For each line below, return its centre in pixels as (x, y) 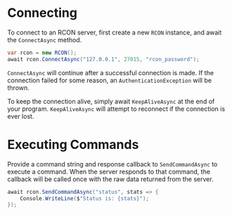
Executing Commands (73, 144)
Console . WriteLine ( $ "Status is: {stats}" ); (85, 198)
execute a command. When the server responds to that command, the (109, 171)
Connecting (42, 13)
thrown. (18, 87)
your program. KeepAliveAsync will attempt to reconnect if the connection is (116, 109)
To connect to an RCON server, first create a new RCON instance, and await (115, 32)
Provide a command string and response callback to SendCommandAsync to (112, 164)
